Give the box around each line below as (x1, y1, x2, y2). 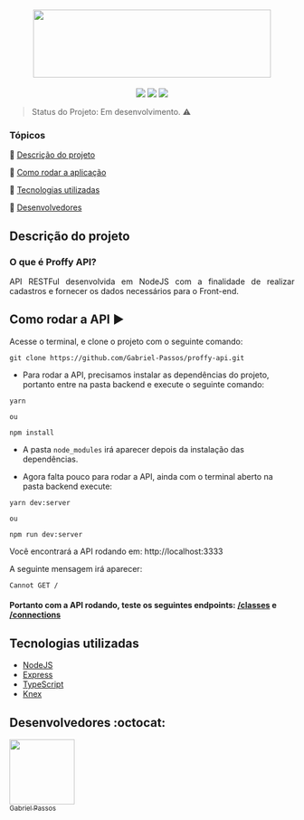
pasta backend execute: (22, 481, 113, 491)
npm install (9, 428, 54, 437)
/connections (9, 609, 62, 620)
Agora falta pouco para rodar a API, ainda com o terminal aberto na (22, 471, 273, 482)
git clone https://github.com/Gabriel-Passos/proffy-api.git (9, 353, 245, 362)
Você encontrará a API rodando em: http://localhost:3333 (9, 546, 223, 557)
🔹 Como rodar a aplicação (9, 167, 107, 178)
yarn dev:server (9, 498, 71, 507)
